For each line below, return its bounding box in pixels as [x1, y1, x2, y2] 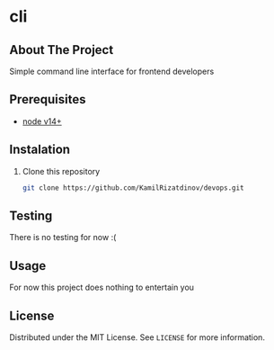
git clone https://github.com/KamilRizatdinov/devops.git [22, 183, 244, 193]
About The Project [9, 42, 114, 58]
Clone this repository [22, 166, 101, 176]
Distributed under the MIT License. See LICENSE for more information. [9, 331, 265, 343]
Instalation [9, 142, 70, 157]
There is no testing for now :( [9, 232, 117, 243]
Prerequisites [9, 92, 86, 107]
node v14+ [22, 115, 63, 127]
